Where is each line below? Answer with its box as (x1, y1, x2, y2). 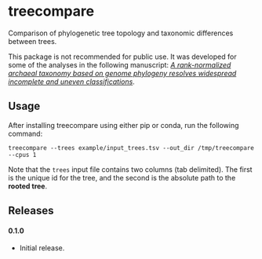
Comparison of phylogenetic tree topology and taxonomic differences (8, 28, 234, 38)
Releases (8, 204, 54, 217)
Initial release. (19, 243, 65, 253)
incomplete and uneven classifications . (8, 77, 135, 86)
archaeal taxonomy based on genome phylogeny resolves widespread (8, 68, 237, 78)
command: (8, 129, 43, 138)
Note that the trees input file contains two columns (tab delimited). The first (8, 164, 253, 174)
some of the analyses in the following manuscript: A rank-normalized (8, 60, 231, 69)
